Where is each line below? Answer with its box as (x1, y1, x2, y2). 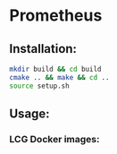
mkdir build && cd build (9, 64, 102, 73)
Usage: (9, 107, 51, 122)
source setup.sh (9, 81, 70, 90)
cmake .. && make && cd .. (9, 73, 110, 81)
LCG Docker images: (9, 133, 100, 145)
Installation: (9, 41, 78, 56)
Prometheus (9, 5, 103, 26)
